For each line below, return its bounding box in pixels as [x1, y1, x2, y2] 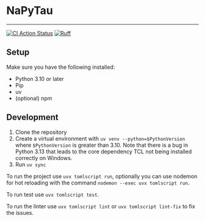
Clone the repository [15, 128, 67, 136]
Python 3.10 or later [15, 75, 64, 82]
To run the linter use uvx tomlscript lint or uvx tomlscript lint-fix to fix [6, 202, 195, 210]
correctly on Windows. [15, 154, 73, 161]
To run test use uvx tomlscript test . [6, 191, 99, 198]
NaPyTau [6, 4, 53, 18]
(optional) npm [15, 94, 52, 102]
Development [6, 112, 59, 122]
